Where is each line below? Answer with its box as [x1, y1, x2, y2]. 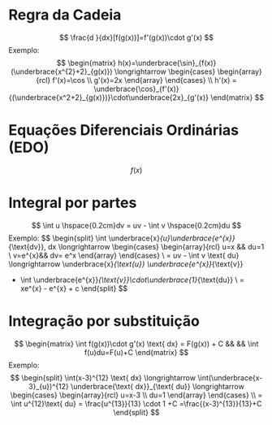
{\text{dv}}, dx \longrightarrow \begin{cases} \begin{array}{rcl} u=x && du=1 [8, 241, 265, 251]
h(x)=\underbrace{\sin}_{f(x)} [117, 58, 217, 67]
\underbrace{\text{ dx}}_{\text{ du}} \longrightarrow [70, 381, 245, 391]
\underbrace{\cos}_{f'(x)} [93, 84, 179, 93]
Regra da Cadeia [8, 6, 122, 24]
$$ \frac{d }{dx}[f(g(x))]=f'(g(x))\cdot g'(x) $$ [59, 33, 214, 42]
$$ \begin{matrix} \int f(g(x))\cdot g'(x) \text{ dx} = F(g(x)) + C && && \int [14, 339, 259, 349]
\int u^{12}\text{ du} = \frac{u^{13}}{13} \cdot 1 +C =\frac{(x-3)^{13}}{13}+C [11, 398, 262, 408]
